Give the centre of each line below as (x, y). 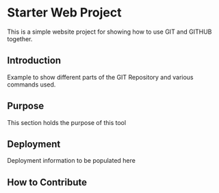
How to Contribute (47, 182)
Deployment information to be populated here (71, 161)
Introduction (34, 61)
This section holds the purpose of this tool (67, 122)
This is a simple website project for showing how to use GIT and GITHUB (109, 32)
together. (20, 38)
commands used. (31, 84)
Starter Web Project (64, 13)
